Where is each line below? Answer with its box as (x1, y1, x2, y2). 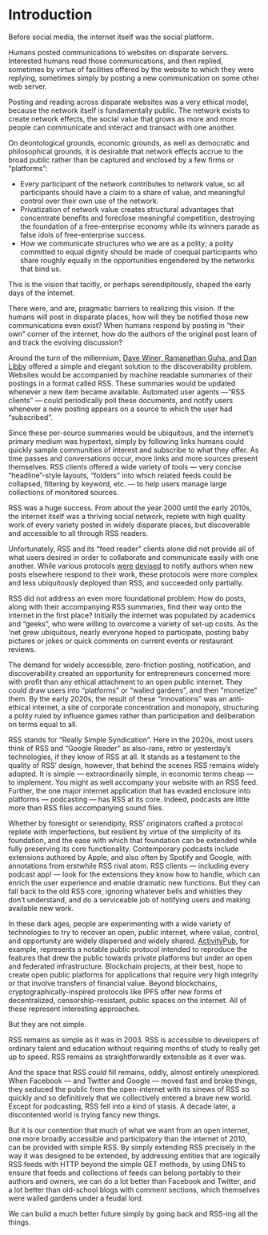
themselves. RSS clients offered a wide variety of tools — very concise (8, 462, 242, 471)
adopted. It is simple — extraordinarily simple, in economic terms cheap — (8, 769, 254, 778)
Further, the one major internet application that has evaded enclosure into (8, 785, 250, 795)
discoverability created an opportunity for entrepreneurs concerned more (8, 668, 250, 677)
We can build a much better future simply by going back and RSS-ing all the (8, 1209, 258, 1218)
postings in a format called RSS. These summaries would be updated (8, 378, 236, 388)
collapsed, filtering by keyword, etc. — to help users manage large (8, 478, 227, 489)
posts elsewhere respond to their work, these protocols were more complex (8, 570, 258, 579)
